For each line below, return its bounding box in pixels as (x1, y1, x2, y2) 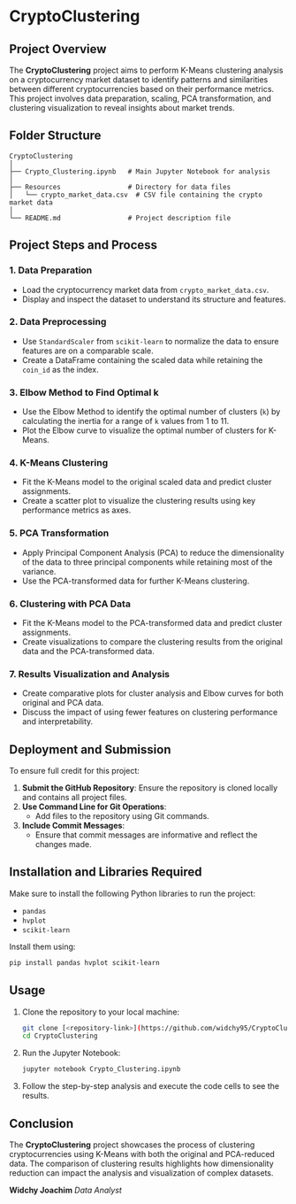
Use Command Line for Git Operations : (21, 801, 167, 812)
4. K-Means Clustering (9, 457, 109, 469)
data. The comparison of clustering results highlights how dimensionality (9, 1158, 274, 1169)
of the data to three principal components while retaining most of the (21, 556, 273, 567)
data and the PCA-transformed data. (21, 645, 155, 656)
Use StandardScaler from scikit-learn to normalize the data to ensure (21, 336, 279, 346)
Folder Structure (9, 128, 102, 143)
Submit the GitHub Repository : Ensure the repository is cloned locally (21, 783, 278, 793)
